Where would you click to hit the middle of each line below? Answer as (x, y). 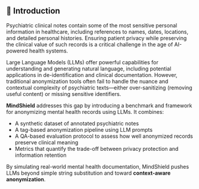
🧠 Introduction (33, 11)
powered (17, 51)
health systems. (49, 51)
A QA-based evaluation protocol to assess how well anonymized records (104, 136)
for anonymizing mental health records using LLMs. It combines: (85, 111)
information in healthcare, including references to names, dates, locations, (97, 32)
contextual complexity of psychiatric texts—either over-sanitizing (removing (99, 88)
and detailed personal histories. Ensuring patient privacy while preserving (97, 38)
